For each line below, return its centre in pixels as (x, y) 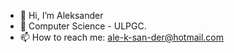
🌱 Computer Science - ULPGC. (83, 26)
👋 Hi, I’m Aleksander (61, 15)
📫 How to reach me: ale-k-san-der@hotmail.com (122, 37)
